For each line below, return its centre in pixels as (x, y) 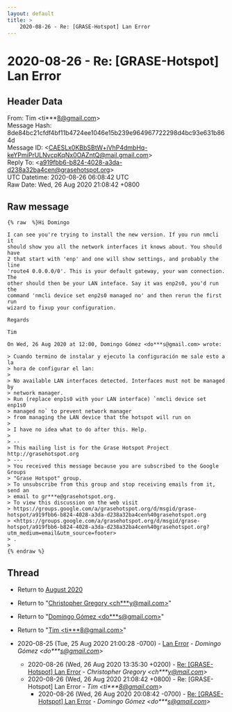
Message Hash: (30, 125)
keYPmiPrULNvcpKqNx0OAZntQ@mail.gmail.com (78, 155)
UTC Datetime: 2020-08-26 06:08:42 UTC (68, 177)
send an (18, 491)
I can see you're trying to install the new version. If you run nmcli (113, 235)
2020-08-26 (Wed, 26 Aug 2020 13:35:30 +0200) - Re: (107, 664)
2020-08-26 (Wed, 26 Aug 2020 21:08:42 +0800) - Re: (107, 679)
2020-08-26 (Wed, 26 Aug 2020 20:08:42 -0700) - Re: (117, 694)
